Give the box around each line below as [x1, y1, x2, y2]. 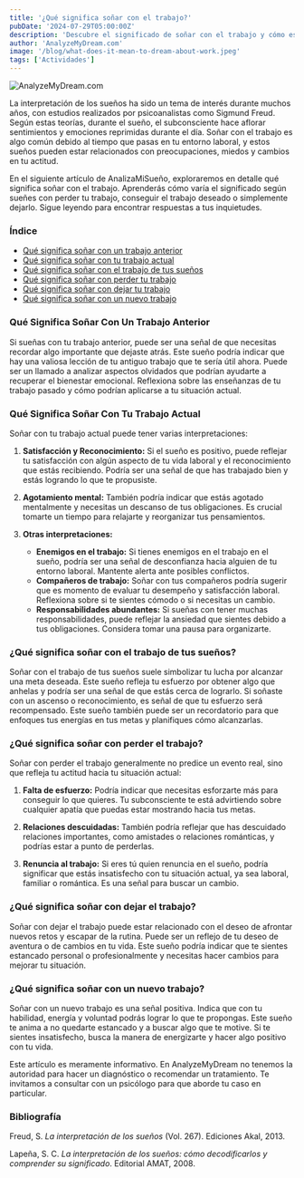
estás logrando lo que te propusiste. [22, 474, 157, 485]
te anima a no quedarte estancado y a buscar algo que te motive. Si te [9, 1022, 271, 1033]
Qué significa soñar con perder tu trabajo [22, 274, 176, 285]
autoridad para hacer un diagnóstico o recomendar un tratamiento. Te [9, 1068, 270, 1079]
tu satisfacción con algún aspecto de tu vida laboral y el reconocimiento [22, 455, 291, 466]
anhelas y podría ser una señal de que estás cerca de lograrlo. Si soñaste [9, 686, 283, 697]
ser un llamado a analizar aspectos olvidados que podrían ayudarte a [9, 365, 267, 376]
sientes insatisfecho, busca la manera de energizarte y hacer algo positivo [9, 1032, 287, 1043]
